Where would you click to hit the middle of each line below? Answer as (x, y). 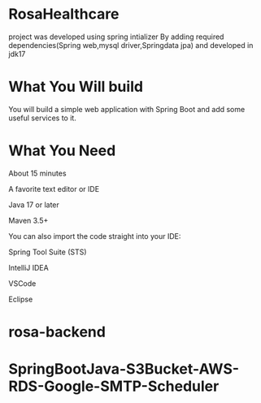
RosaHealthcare (64, 14)
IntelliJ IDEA (28, 267)
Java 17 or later (34, 205)
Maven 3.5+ (28, 220)
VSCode (22, 283)
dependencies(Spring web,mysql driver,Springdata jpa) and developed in (131, 45)
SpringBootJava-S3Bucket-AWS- (124, 369)
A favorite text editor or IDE (54, 188)
